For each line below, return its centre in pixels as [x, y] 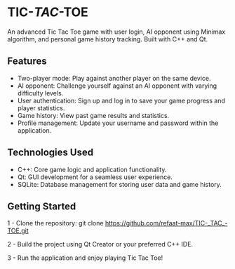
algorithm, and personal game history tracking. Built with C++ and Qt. [108, 39]
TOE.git [18, 231]
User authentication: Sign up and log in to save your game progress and [121, 100]
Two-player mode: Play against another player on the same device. [114, 78]
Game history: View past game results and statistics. [93, 115]
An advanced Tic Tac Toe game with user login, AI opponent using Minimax [116, 32]
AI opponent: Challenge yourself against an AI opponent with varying [117, 86]
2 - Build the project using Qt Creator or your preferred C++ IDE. [100, 244]
